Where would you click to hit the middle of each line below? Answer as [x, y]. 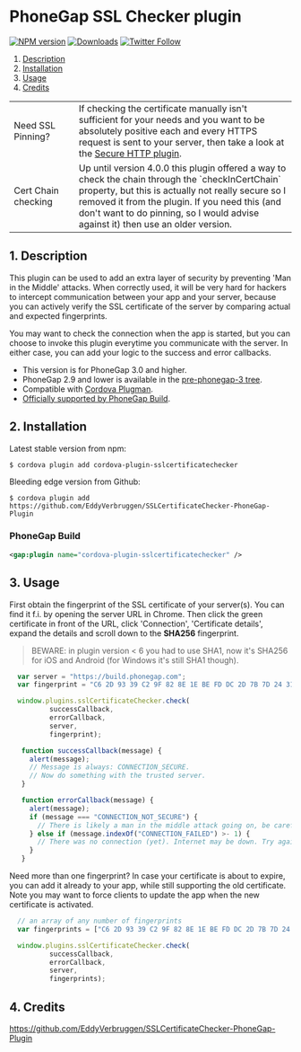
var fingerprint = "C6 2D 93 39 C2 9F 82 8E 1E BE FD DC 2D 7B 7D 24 [150, 685]
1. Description [48, 256]
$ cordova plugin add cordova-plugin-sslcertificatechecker [124, 464]
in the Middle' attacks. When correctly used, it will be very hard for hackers [148, 287]
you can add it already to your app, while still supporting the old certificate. [148, 886]
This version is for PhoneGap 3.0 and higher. [104, 369]
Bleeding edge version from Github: [75, 482]
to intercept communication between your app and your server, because [143, 296]
